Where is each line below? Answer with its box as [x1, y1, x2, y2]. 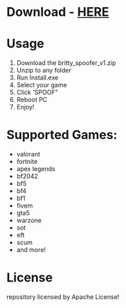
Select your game [16, 81, 67, 89]
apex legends [16, 165, 56, 173]
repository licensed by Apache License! [6, 293, 120, 301]
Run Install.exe [16, 73, 59, 82]
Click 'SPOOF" [16, 88, 58, 97]
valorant [16, 150, 41, 158]
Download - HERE [6, 4, 109, 20]
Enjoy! [16, 103, 35, 111]
